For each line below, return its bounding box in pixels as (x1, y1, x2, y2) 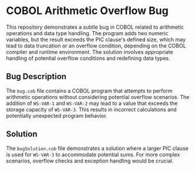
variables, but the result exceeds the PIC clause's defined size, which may (6, 36, 186, 43)
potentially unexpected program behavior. (6, 112, 107, 119)
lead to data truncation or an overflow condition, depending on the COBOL (6, 42, 186, 49)
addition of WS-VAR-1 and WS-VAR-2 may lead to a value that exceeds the (6, 100, 178, 107)
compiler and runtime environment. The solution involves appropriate (6, 48, 173, 55)
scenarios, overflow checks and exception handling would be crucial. (6, 157, 174, 164)
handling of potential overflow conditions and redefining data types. (6, 55, 170, 62)
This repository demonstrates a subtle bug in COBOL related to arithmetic (6, 23, 184, 30)
